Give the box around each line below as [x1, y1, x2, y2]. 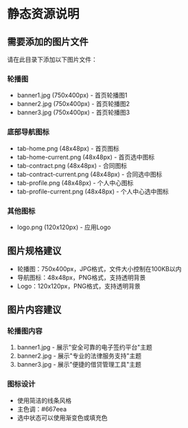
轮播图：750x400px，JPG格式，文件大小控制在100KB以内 [16, 264, 182, 272]
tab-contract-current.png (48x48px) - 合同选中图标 [16, 170, 163, 178]
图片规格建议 [7, 245, 62, 257]
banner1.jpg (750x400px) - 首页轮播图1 [16, 91, 128, 100]
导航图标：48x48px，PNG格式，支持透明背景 [16, 273, 146, 281]
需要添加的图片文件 [7, 36, 89, 47]
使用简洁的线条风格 [16, 396, 72, 405]
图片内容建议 [7, 304, 62, 316]
